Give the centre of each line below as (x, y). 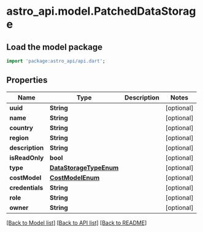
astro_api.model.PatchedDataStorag (101, 11)
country (21, 128)
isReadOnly (27, 158)
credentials (26, 187)
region (19, 137)
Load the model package (55, 47)
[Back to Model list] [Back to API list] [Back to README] (77, 223)
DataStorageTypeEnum (84, 168)
